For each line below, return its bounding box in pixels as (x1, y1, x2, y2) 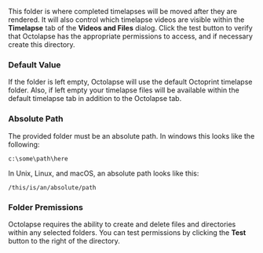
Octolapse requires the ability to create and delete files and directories (8, 219, 236, 229)
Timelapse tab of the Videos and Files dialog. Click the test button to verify (8, 23, 253, 32)
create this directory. (8, 40, 76, 49)
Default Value (8, 59, 61, 70)
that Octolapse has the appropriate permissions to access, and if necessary (8, 31, 254, 41)
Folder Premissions (8, 201, 84, 212)
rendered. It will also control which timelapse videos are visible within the (8, 15, 245, 24)
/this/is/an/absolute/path (8, 183, 97, 191)
